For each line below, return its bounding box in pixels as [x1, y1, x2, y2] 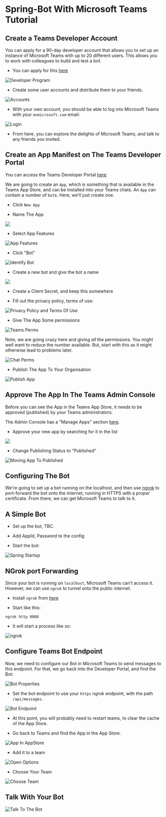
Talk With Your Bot [5, 793, 64, 802]
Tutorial [5, 14, 38, 25]
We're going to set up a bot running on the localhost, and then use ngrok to [5, 485, 160, 491]
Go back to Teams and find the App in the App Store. [12, 730, 121, 736]
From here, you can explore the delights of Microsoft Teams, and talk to [12, 131, 160, 137]
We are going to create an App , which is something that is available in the [5, 181, 155, 187]
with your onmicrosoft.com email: [12, 111, 80, 117]
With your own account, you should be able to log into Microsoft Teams [12, 106, 160, 112]
